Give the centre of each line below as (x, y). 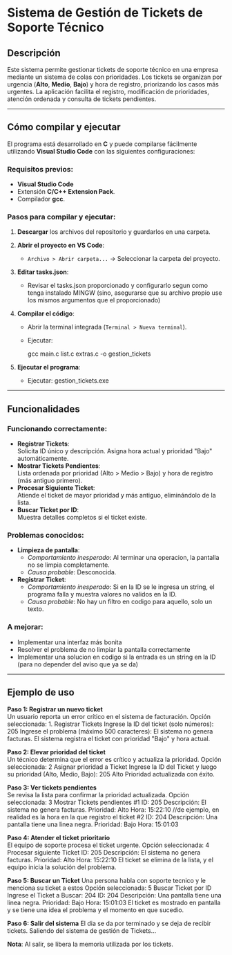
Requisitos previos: (40, 169)
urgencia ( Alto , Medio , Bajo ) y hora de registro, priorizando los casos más (113, 84)
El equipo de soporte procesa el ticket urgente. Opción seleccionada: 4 (108, 845)
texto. (36, 609)
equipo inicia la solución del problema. (62, 867)
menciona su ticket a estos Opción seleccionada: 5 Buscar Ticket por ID (109, 888)
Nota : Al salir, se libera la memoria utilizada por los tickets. (90, 944)
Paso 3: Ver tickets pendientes (52, 788)
